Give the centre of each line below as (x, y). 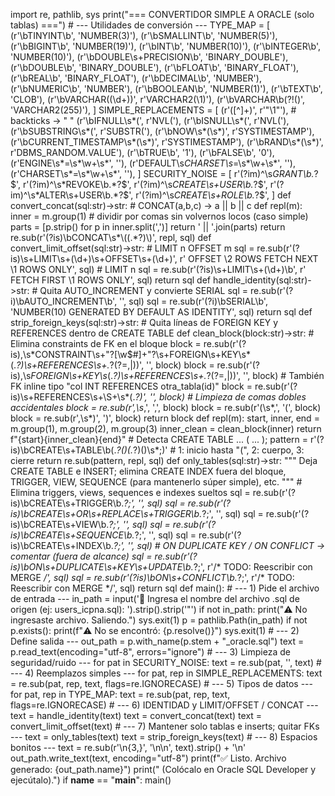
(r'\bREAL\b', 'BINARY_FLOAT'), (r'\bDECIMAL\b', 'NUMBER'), (136, 78)
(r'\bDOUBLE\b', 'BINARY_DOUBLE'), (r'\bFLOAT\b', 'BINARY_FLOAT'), (155, 67)
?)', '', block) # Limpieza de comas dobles (220, 397)
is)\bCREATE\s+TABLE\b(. (63, 450)
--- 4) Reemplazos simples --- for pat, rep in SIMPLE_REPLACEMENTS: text (166, 673)
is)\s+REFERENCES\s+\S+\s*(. (73, 397)
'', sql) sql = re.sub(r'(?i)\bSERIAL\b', (193, 301)
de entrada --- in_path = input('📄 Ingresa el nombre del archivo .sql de (155, 598)
